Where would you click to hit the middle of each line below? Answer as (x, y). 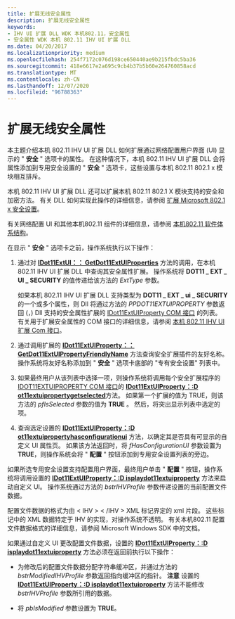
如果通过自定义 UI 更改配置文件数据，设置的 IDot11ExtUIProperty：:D (108, 543)
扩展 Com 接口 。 (41, 331)
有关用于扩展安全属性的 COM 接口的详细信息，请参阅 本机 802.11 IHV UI (121, 321)
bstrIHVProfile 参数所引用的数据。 (66, 593)
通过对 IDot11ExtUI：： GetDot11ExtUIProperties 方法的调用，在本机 (116, 263)
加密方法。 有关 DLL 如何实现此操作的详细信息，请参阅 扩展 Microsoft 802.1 (116, 200)
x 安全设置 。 (25, 209)
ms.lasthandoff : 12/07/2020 (48, 86)
